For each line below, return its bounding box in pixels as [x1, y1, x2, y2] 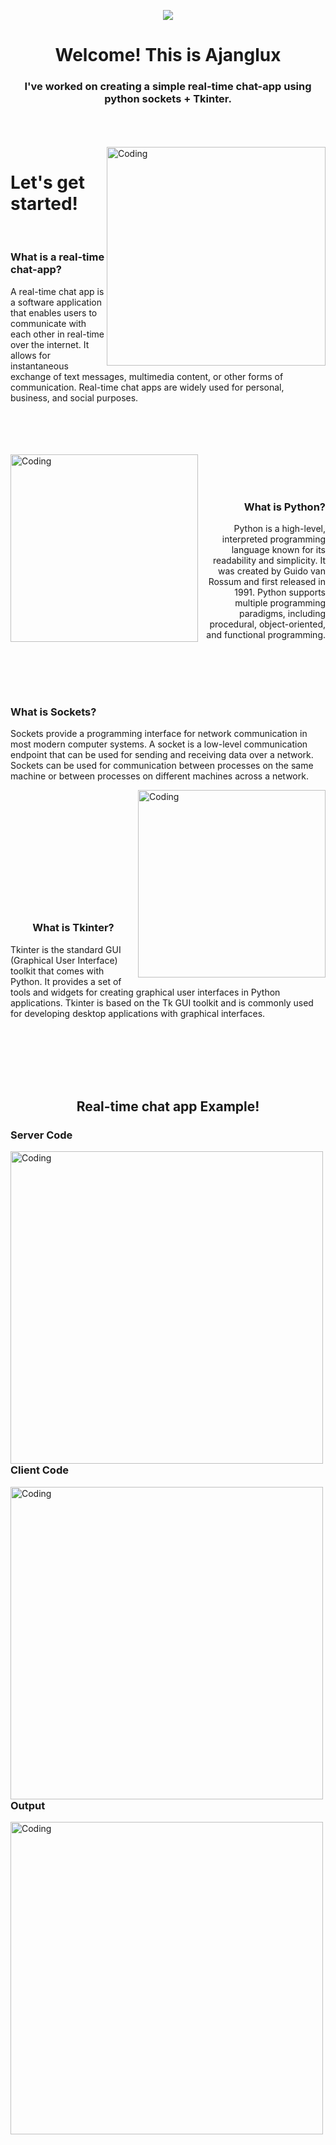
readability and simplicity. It [212, 555, 326, 567]
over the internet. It [10, 338, 90, 350]
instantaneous [10, 360, 69, 372]
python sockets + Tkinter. [104, 92, 232, 106]
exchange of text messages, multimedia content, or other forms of [10, 370, 284, 382]
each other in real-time [10, 328, 105, 340]
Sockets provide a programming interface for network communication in [10, 728, 308, 740]
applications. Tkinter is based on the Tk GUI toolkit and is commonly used [10, 996, 314, 1009]
